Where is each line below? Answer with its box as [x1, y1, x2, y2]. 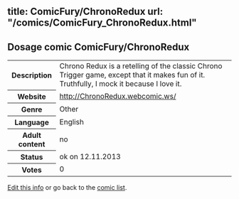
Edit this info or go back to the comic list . [7, 183, 127, 191]
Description [11, 70, 52, 80]
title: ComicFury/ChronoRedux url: [7, 6, 164, 18]
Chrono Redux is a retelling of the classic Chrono [59, 61, 223, 71]
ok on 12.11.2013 [59, 151, 121, 161]
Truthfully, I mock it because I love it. [59, 79, 182, 89]
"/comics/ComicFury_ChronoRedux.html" [7, 17, 197, 29]
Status [20, 152, 43, 162]
